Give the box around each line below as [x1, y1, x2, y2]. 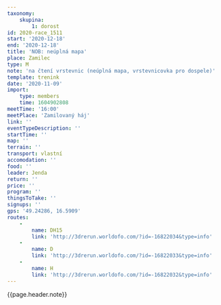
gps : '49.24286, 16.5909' [7, 208, 81, 215]
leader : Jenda [7, 169, 48, 176]
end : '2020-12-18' [7, 42, 60, 49]
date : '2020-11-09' [7, 80, 63, 87]
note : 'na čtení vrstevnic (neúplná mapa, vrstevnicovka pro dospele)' [7, 67, 216, 74]
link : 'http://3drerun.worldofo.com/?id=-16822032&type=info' [31, 271, 213, 278]
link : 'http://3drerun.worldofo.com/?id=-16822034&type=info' [31, 233, 213, 240]
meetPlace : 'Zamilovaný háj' [7, 112, 90, 119]
